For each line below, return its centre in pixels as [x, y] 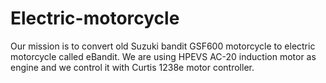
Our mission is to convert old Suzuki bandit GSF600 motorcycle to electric [163, 46]
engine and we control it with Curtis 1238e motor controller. [132, 67]
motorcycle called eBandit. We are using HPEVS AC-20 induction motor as [163, 56]
